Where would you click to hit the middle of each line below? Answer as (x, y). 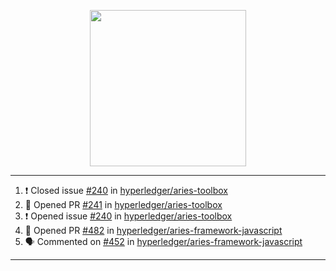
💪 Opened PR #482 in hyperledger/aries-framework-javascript (153, 230)
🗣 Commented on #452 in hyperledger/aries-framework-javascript (163, 241)
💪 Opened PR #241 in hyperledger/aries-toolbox (123, 204)
